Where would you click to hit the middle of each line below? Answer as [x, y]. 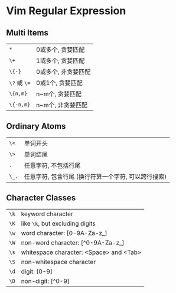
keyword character [47, 214]
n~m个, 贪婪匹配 [59, 94]
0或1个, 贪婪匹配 [59, 83]
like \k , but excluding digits [58, 223]
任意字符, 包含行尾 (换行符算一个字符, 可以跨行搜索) [95, 177]
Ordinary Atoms [36, 126]
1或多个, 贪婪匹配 [61, 61]
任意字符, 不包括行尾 [52, 165]
